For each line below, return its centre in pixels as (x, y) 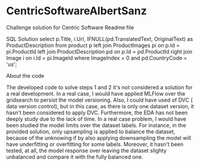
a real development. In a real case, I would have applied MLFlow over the (96, 93)
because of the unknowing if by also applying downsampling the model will (99, 137)
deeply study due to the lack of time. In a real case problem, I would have (96, 119)
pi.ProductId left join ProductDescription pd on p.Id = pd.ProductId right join (99, 51)
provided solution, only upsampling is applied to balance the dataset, (91, 131)
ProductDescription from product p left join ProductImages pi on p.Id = (93, 45)
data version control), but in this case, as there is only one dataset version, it (100, 106)
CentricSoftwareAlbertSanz (77, 11)
